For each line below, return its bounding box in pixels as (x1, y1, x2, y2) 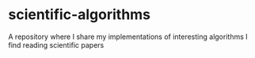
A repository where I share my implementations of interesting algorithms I (8, 32, 248, 41)
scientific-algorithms (8, 6, 151, 24)
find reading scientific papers (8, 40, 105, 49)
